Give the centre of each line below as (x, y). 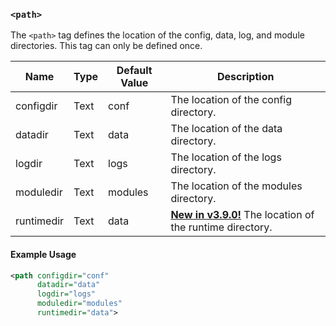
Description (245, 77)
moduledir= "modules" (79, 304)
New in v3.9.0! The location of (242, 215)
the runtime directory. (221, 227)
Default (134, 71)
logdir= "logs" (66, 294)
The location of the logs (226, 157)
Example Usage (43, 254)
